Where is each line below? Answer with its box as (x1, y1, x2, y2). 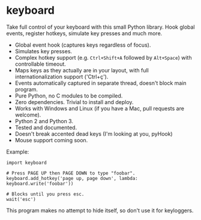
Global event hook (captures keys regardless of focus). (14, 41, 151, 48)
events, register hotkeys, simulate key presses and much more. (6, 29, 163, 36)
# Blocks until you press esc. (6, 191, 85, 197)
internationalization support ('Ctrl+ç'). (14, 73, 109, 80)
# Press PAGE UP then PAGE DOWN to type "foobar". (6, 170, 136, 176)
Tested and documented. (14, 124, 77, 131)
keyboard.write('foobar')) (6, 181, 74, 187)
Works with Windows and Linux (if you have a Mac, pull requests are (14, 105, 185, 112)
